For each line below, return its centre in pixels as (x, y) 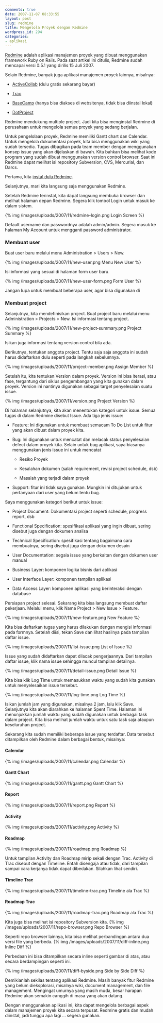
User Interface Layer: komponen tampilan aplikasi (62, 579)
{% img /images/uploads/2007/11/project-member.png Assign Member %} (79, 367)
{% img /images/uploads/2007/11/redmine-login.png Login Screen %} (75, 215)
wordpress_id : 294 (24, 32)
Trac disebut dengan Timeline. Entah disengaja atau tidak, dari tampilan (76, 864)
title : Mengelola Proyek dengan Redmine (47, 28)
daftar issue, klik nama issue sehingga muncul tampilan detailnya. (71, 661)
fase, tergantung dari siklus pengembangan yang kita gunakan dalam (74, 381)
